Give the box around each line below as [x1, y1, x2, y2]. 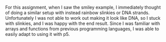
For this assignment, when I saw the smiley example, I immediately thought [5, 5, 161, 10]
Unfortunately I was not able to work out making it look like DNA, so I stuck [5, 15, 160, 21]
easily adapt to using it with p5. [5, 31, 70, 37]
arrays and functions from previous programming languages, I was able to [5, 26, 159, 32]
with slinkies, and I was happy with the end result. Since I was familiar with [5, 20, 160, 26]
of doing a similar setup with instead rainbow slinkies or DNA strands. [5, 10, 150, 16]
